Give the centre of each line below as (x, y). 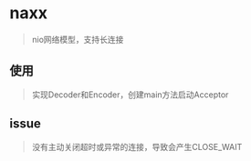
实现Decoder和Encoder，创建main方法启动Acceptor (130, 95)
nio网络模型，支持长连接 (78, 39)
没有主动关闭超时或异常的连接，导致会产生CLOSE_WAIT (137, 146)
